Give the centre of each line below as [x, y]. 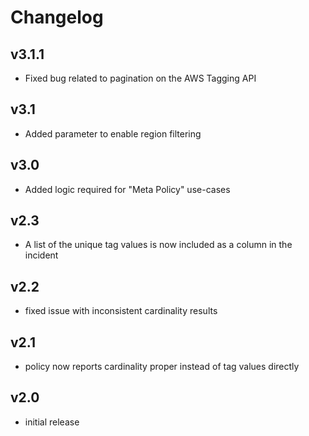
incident [41, 255]
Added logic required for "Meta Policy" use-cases [127, 189]
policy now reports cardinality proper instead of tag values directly [162, 367]
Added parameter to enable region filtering [113, 133]
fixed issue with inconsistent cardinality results [121, 311]
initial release [52, 422]
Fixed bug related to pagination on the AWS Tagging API [140, 78]
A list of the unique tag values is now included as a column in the [158, 245]
